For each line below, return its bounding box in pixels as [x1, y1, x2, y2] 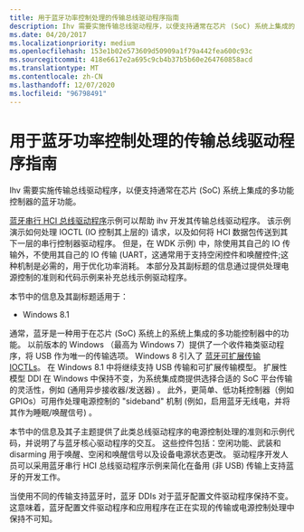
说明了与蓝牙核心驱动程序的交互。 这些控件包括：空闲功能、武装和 [33, 438, 281, 449]
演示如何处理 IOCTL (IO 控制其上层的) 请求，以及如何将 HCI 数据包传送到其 [9, 227, 289, 238]
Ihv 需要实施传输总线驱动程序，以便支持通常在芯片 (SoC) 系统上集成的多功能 [9, 185, 295, 195]
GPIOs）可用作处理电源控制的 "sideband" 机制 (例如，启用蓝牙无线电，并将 [9, 395, 291, 407]
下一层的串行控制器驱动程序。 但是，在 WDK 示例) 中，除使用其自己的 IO [9, 238, 280, 249]
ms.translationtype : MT [9, 64, 100, 73]
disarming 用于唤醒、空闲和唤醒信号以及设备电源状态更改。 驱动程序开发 [9, 449, 281, 460]
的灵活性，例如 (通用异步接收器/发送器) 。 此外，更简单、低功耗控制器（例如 [9, 385, 295, 395]
